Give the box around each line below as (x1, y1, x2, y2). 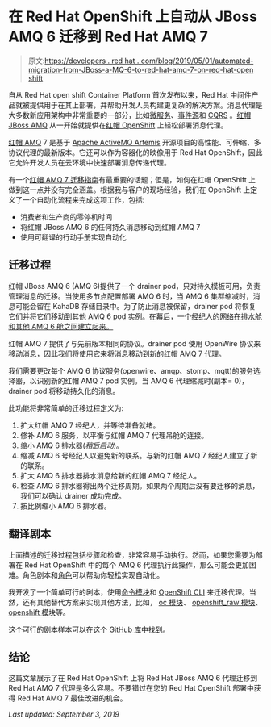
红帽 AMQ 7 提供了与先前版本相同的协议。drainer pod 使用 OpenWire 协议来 (8, 338, 261, 348)
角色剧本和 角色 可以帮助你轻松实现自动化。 (22, 570, 164, 579)
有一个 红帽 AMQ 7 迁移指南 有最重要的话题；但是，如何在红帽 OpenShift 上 (8, 174, 256, 184)
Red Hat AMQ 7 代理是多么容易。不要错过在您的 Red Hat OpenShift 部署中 (8, 683, 254, 693)
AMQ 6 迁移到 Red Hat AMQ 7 (8, 27, 208, 46)
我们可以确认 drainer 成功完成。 (19, 491, 127, 500)
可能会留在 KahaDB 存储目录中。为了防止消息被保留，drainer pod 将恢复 (15, 301, 256, 311)
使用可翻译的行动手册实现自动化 (19, 232, 127, 242)
